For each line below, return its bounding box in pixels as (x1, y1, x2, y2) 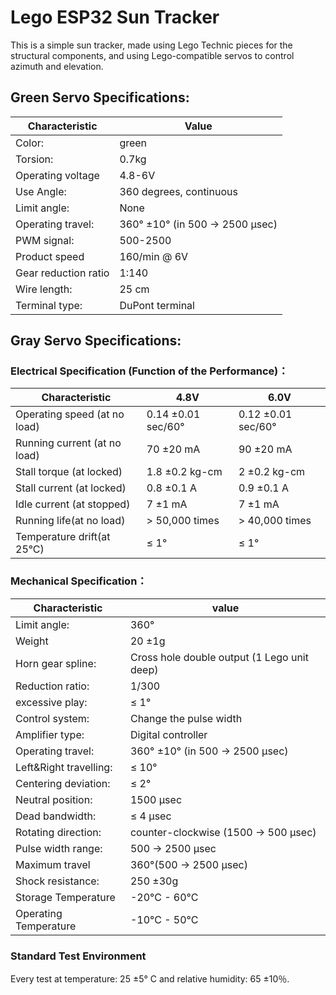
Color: (15, 136, 45, 150)
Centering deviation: (15, 776, 111, 790)
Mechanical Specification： (10, 574, 148, 588)
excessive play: (15, 695, 88, 709)
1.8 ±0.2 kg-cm (146, 465, 223, 479)
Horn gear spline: (15, 656, 97, 670)
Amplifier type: (15, 727, 85, 741)
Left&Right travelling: (15, 760, 113, 774)
